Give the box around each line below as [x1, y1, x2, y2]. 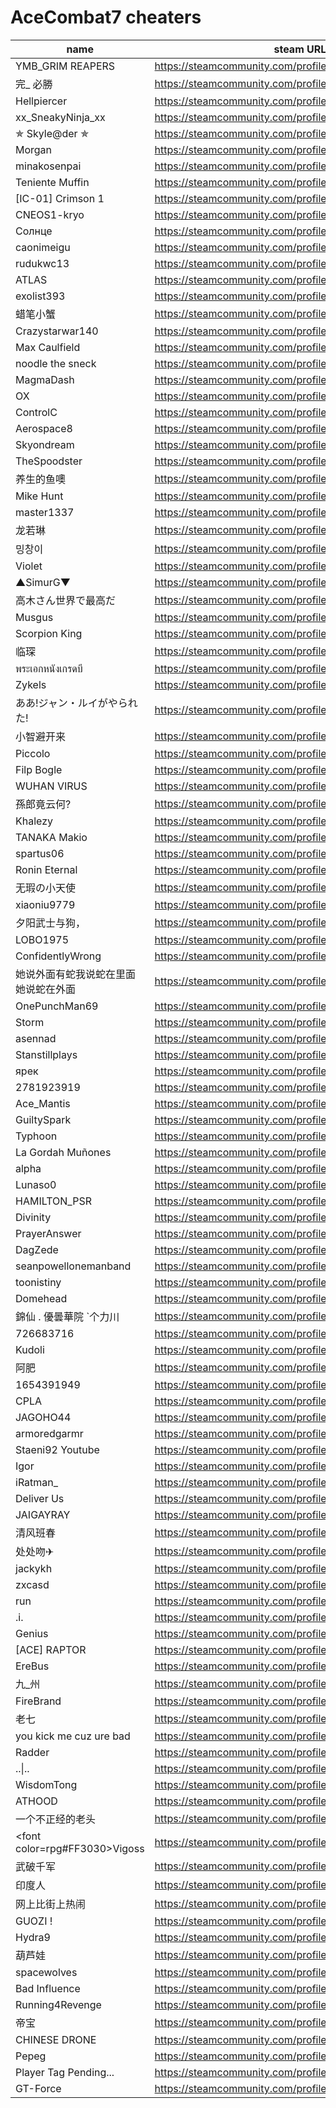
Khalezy [15, 814, 53, 828]
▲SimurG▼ [15, 575, 71, 589]
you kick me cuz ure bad [15, 1729, 131, 1743]
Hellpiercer [15, 94, 68, 108]
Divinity [15, 1210, 52, 1224]
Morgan [15, 142, 53, 156]
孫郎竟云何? [15, 797, 72, 811]
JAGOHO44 [15, 1410, 72, 1424]
